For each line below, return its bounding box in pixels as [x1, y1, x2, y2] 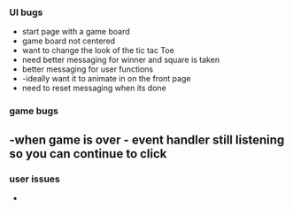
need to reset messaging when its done [21, 82, 166, 94]
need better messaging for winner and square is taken [21, 55, 220, 66]
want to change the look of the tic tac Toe [21, 45, 174, 56]
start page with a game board [21, 27, 130, 37]
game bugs [9, 104, 59, 117]
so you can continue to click [9, 146, 167, 161]
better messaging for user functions [21, 64, 153, 74]
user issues [9, 173, 60, 185]
